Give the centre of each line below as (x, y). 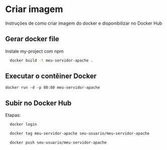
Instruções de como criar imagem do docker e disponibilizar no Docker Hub (84, 23)
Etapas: (13, 115)
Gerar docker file (32, 39)
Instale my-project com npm (34, 51)
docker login (23, 124)
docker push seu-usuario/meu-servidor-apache (58, 142)
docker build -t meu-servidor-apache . (52, 60)
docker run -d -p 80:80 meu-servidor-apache (53, 88)
